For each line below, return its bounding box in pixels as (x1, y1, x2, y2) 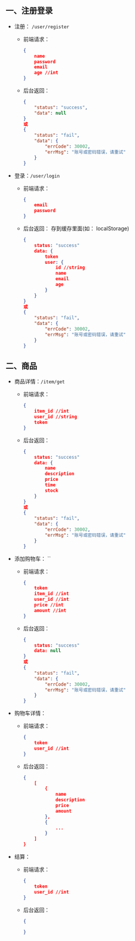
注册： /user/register (14, 23, 69, 30)
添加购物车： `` (14, 555, 51, 562)
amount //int (34, 608, 67, 614)
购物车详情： (14, 709, 46, 717)
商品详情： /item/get (14, 378, 65, 385)
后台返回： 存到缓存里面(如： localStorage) (23, 225, 130, 232)
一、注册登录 (5, 5, 53, 16)
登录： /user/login (14, 172, 60, 179)
